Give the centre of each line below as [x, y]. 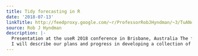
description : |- [26, 33]
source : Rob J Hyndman [34, 28]
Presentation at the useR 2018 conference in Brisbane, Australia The [100, 38]
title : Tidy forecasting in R [43, 11]
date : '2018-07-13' [30, 17]
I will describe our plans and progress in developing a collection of [101, 44]
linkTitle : [19, 22]
